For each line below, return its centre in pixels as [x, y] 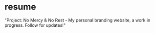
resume [20, 7]
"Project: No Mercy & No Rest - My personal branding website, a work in [77, 20]
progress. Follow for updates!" [35, 25]
